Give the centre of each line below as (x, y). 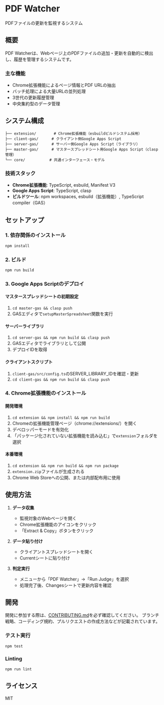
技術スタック (20, 173)
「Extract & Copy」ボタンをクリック (57, 530)
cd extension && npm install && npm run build (61, 418)
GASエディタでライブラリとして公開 (49, 344)
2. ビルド (16, 260)
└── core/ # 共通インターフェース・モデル (55, 160)
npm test (14, 646)
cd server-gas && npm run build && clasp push (61, 338)
